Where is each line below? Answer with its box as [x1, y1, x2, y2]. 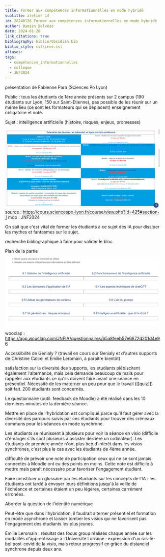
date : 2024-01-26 [5, 29, 41, 34]
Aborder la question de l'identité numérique [5, 500, 93, 507]
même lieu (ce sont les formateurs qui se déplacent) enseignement [5, 104, 141, 110]
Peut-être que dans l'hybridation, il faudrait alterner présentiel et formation [5, 510, 156, 516]
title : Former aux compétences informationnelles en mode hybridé [5, 8, 144, 13]
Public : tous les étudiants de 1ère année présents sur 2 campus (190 [5, 94, 144, 100]
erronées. [5, 491, 25, 497]
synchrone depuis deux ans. [5, 546, 63, 552]
